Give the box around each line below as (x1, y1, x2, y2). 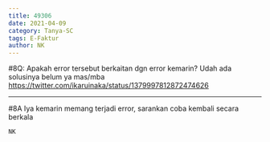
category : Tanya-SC (8, 26, 74, 34)
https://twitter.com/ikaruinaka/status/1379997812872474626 (8, 81, 209, 91)
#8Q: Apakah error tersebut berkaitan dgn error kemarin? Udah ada (8, 63, 232, 73)
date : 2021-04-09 (8, 19, 67, 27)
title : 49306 (8, 11, 52, 20)
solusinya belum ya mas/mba (8, 72, 105, 82)
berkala (8, 112, 34, 122)
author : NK (8, 42, 45, 50)
